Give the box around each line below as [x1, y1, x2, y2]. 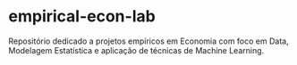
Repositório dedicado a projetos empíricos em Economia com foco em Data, [8, 36, 289, 46]
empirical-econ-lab [8, 6, 156, 27]
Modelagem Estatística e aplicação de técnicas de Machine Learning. [8, 45, 265, 55]
